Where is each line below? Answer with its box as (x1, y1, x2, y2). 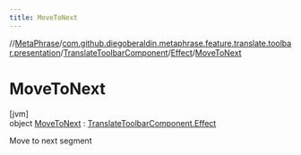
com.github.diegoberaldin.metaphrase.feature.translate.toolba (62, 38, 292, 48)
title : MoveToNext (9, 13, 78, 22)
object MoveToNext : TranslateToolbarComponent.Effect (9, 117, 217, 128)
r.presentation (9, 47, 61, 58)
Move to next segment (9, 135, 92, 146)
